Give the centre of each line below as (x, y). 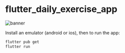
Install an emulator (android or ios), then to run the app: (62, 32)
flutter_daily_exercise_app (61, 9)
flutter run (18, 46)
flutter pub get (22, 42)
